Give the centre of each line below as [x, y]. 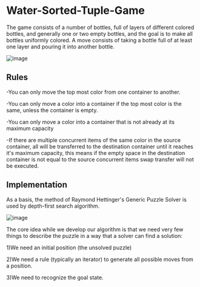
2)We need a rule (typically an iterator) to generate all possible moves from [100, 259]
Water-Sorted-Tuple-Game [76, 11]
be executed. [23, 166]
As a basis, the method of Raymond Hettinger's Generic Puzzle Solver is [96, 199]
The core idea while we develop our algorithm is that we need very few [95, 229]
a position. [19, 266]
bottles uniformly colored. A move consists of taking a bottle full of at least [99, 40]
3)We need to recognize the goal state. [55, 277]
